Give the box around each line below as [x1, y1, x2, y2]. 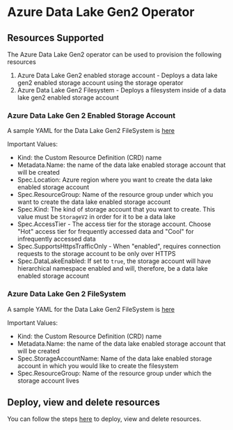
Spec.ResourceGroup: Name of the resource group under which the [17, 369, 212, 377]
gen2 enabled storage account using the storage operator [17, 79, 184, 87]
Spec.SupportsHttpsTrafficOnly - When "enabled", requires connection [17, 242, 221, 250]
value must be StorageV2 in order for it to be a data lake [17, 213, 176, 221]
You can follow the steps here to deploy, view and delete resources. [7, 415, 202, 423]
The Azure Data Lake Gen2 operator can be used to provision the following [7, 50, 222, 58]
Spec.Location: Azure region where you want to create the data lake [17, 175, 213, 184]
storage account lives [17, 376, 80, 385]
